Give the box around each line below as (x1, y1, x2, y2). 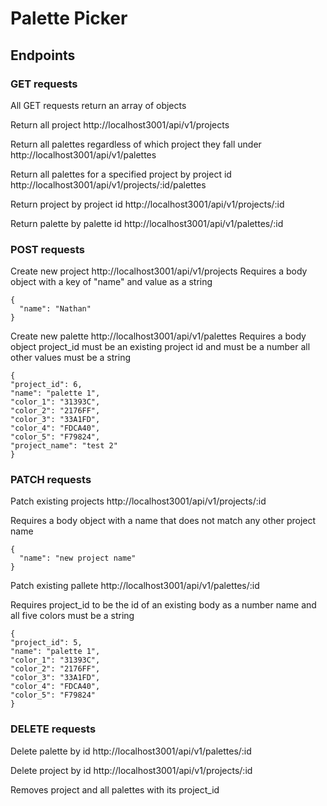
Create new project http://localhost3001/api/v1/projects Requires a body (10, 265, 308, 277)
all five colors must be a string (10, 610, 135, 622)
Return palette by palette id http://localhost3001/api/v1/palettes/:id (10, 217, 284, 229)
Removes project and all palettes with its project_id (10, 783, 220, 796)
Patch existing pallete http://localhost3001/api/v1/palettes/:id (10, 580, 260, 592)
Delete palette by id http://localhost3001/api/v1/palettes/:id (10, 745, 252, 757)
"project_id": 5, (10, 638, 83, 648)
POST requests (10, 242, 86, 256)
